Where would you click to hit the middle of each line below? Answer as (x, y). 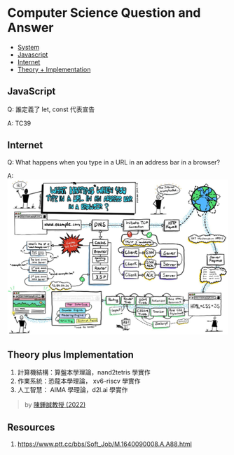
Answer (30, 28)
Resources (31, 427)
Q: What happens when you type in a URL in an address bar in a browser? (114, 162)
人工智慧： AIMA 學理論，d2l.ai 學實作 (73, 390)
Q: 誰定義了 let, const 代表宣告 (51, 109)
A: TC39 (19, 123)
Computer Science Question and (104, 13)
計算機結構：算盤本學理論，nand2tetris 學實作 (84, 372)
